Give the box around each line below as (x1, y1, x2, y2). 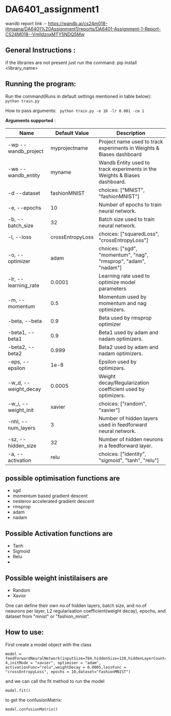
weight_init (8, 406, 34, 413)
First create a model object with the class (5, 641, 92, 647)
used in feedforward (98, 421, 148, 428)
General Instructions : (5, 46, 76, 54)
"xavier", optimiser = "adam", (35, 660, 101, 665)
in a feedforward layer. (98, 442, 153, 449)
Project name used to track (98, 138, 163, 145)
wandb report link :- (5, 20, 47, 26)
